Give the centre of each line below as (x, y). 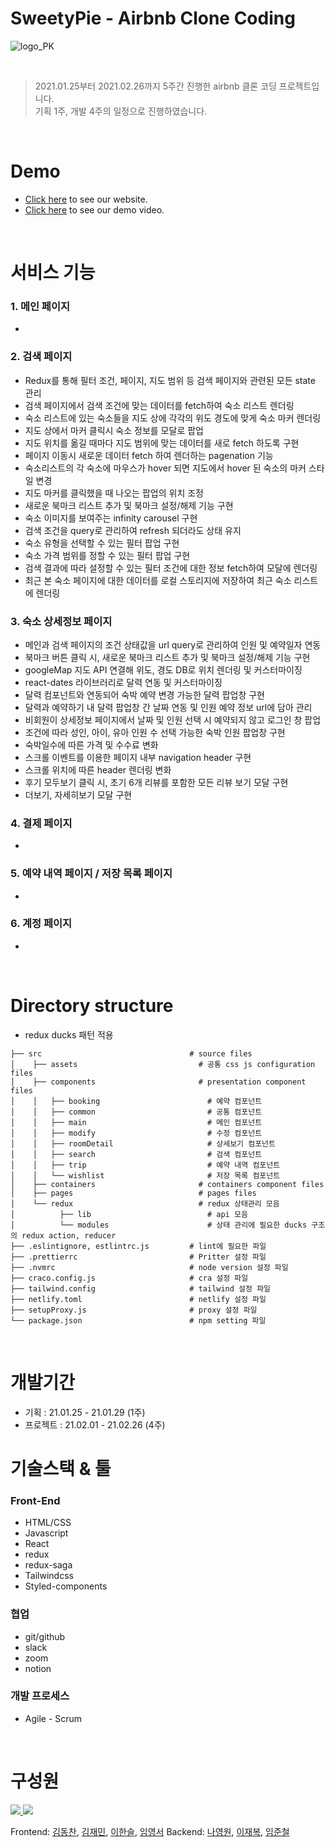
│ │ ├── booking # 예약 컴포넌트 (136, 1101)
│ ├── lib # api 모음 (129, 1214)
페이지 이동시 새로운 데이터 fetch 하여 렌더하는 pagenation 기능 (149, 455)
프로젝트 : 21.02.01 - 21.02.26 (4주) (95, 1424)
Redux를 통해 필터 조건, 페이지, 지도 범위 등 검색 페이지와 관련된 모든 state (170, 380)
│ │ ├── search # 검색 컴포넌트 (136, 1154)
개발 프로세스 (40, 1696)
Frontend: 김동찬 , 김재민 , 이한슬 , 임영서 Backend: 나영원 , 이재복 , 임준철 (150, 1831)
